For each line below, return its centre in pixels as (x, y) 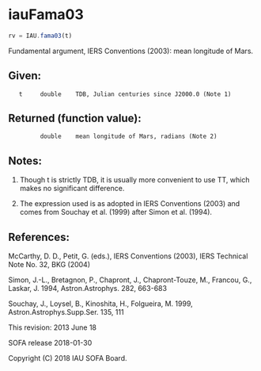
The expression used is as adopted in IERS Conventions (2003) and (130, 204)
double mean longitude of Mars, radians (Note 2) (129, 136)
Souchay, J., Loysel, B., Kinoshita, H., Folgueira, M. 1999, (100, 304)
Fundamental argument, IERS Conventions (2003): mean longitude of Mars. (131, 51)
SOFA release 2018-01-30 (50, 343)
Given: (25, 76)
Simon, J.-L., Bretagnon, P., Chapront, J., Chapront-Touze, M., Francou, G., (130, 280)
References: (39, 237)
